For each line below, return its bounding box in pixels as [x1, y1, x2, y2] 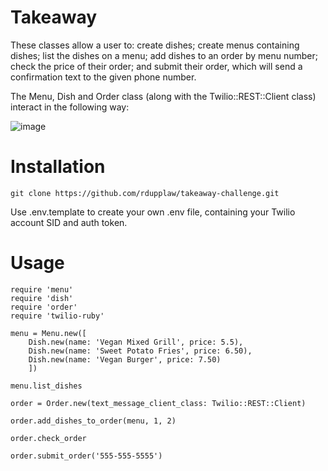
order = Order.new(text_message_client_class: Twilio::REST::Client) [10, 398, 307, 408]
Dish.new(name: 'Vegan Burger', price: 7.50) [28, 354, 222, 365]
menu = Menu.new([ [10, 328, 87, 338]
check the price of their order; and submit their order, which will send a [10, 60, 303, 72]
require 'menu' [10, 284, 74, 295]
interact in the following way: [10, 101, 130, 113]
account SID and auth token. [10, 216, 128, 228]
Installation [10, 156, 106, 178]
